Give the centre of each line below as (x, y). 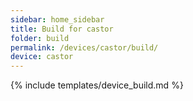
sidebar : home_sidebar (57, 19)
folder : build (40, 38)
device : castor (42, 57)
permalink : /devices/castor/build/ (84, 47)
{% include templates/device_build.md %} (97, 85)
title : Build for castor (62, 29)
